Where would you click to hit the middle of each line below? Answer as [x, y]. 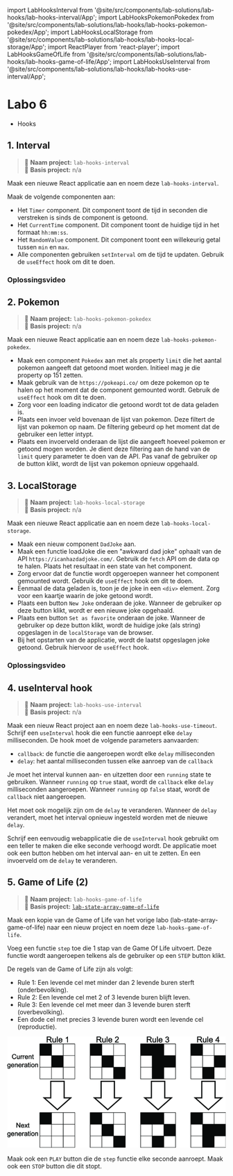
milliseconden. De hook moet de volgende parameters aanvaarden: [103, 740]
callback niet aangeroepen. [46, 797]
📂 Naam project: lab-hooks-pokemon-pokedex [87, 319]
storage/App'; [27, 47]
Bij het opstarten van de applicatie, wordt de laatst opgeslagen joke [113, 640]
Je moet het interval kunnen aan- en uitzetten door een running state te [109, 775]
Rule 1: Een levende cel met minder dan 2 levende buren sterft [106, 982]
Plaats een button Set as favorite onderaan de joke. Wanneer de [111, 618]
